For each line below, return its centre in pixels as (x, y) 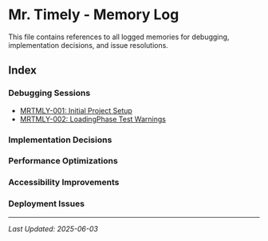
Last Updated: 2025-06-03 (53, 228)
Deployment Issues (47, 203)
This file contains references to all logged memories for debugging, (119, 37)
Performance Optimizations (63, 161)
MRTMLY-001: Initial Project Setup (76, 110)
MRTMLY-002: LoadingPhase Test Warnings (93, 119)
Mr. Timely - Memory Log (94, 15)
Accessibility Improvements (64, 183)
